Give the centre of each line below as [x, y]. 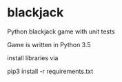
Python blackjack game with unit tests [61, 31]
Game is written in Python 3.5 [49, 44]
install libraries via [33, 58]
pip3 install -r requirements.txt [50, 71]
